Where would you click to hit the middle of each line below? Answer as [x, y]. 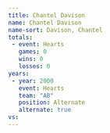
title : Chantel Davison [47, 15]
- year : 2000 [33, 81]
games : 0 [32, 52]
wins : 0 [31, 59]
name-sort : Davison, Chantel [55, 30]
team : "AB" [36, 95]
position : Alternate [52, 102]
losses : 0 [34, 66]
